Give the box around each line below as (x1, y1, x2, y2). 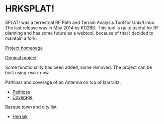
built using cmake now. (5, 69, 50, 75)
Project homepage (5, 45, 43, 51)
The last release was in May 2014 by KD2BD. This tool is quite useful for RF (5, 24, 159, 30)
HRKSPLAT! (5, 3, 55, 14)
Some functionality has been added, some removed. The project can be (5, 64, 153, 70)
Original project (5, 54, 37, 60)
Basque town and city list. (5, 104, 58, 110)
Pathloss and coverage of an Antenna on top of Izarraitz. (5, 79, 121, 85)
